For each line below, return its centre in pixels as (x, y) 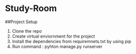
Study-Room (31, 8)
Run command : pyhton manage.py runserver (57, 46)
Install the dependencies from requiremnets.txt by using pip (72, 41)
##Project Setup (21, 22)
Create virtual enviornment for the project (53, 36)
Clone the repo (27, 31)
